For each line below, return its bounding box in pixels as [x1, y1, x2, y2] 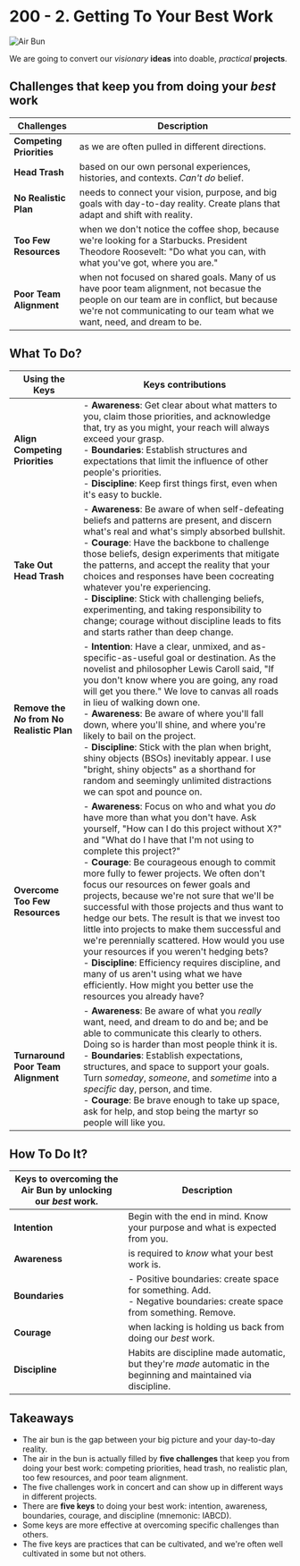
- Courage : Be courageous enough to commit [83, 855, 277, 868]
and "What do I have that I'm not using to [83, 833, 254, 846]
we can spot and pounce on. [83, 785, 203, 797]
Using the [22, 373, 65, 385]
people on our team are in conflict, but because [79, 293, 279, 306]
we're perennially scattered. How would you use [83, 934, 286, 947]
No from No [13, 712, 64, 725]
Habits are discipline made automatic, [128, 1347, 286, 1360]
